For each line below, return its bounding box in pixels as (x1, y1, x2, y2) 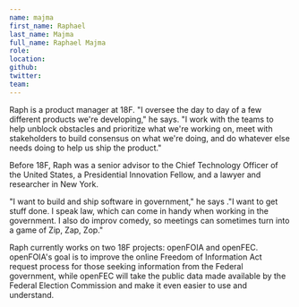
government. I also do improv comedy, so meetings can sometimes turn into (9, 215, 290, 226)
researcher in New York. (9, 178, 98, 189)
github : (9, 64, 38, 72)
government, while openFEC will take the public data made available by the (9, 270, 286, 281)
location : (9, 55, 47, 64)
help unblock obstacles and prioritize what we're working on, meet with (9, 123, 273, 134)
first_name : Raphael (9, 21, 87, 30)
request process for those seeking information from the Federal (9, 260, 243, 271)
